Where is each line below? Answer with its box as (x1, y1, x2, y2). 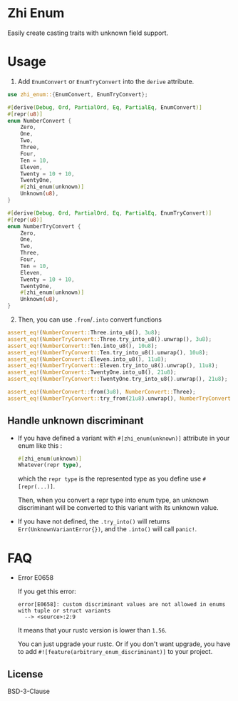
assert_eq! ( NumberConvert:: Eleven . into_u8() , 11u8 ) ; (7, 355, 167, 363)
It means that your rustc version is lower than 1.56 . (17, 626, 167, 635)
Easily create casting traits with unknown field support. (7, 29, 169, 37)
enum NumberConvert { (7, 117, 72, 124)
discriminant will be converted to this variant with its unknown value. (17, 503, 219, 512)
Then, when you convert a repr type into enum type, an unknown (17, 496, 209, 504)
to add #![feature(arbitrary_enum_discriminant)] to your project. (17, 648, 213, 656)
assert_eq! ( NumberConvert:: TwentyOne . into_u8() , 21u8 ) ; (7, 369, 177, 376)
